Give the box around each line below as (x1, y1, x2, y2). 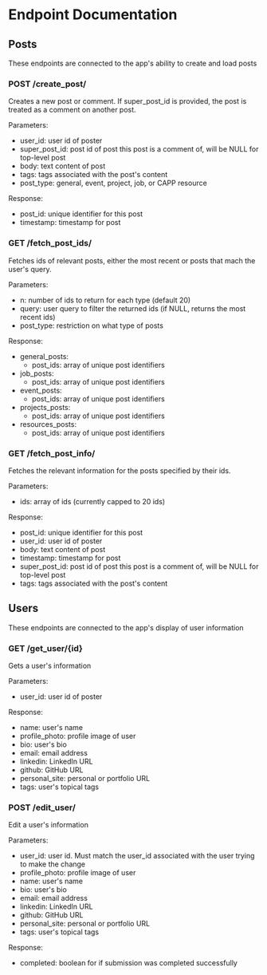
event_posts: (19, 385, 62, 395)
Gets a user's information (8, 661, 92, 670)
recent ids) (19, 312, 56, 322)
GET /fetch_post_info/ (8, 448, 96, 459)
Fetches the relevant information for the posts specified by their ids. (8, 465, 231, 476)
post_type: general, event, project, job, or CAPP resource (19, 178, 207, 188)
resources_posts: (19, 419, 77, 428)
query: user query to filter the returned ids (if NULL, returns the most (19, 303, 246, 313)
